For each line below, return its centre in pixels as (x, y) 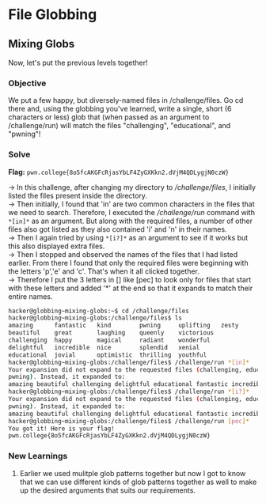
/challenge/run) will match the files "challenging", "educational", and (120, 126)
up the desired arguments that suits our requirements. (108, 490)
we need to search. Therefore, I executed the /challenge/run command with (132, 212)
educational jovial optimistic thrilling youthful (108, 355)
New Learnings (38, 456)
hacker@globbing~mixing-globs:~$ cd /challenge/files (99, 311)
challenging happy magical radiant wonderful (110, 340)
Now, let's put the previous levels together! (78, 62)
